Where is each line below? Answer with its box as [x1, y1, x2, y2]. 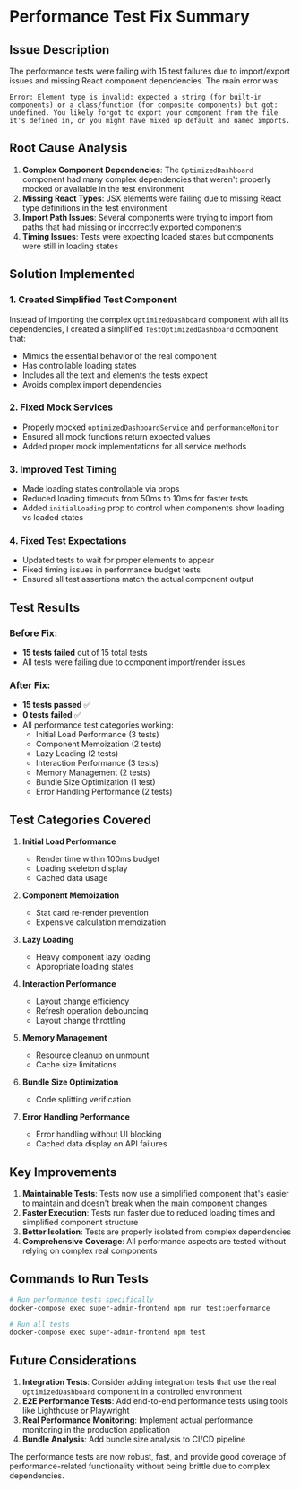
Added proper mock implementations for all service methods [21, 440, 247, 451]
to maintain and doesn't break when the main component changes [21, 1198, 268, 1208]
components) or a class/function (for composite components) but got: [9, 100, 279, 109]
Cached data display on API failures [35, 1138, 167, 1149]
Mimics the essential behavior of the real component [21, 350, 217, 361]
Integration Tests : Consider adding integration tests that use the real [21, 1377, 277, 1388]
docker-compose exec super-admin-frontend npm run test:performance [9, 1303, 270, 1312]
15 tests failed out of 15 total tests [21, 648, 148, 658]
